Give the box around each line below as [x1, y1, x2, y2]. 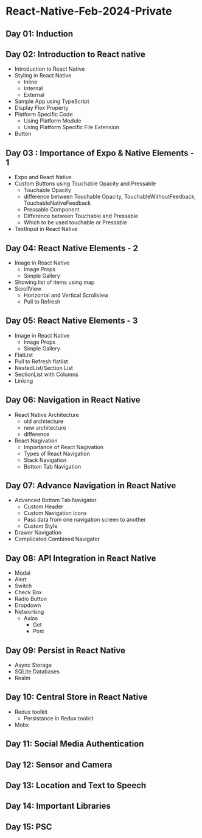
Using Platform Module [23, 117, 82, 124]
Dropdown [14, 602, 41, 609]
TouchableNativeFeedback [23, 199, 91, 207]
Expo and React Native [14, 174, 72, 181]
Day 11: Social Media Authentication [5, 739, 144, 749]
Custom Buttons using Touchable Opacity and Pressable [14, 180, 156, 187]
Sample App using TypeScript [14, 98, 89, 105]
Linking [14, 377, 33, 385]
